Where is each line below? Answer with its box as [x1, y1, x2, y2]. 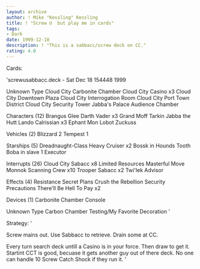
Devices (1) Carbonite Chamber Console [6, 196, 106, 203]
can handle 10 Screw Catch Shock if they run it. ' [6, 255, 127, 262]
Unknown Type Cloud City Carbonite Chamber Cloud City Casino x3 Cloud [6, 88, 191, 95]
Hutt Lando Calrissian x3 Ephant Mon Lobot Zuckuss [6, 119, 137, 126]
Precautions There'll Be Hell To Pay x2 [6, 184, 101, 191]
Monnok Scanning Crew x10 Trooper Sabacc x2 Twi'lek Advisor [6, 166, 164, 173]
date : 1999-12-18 [6, 37, 50, 43]
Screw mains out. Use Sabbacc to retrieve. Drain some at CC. [6, 231, 159, 238]
